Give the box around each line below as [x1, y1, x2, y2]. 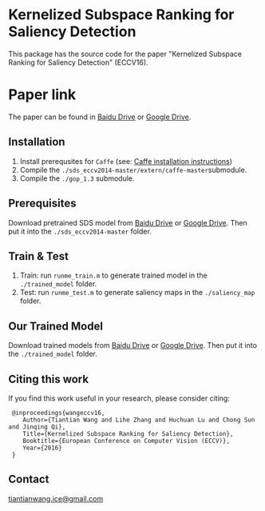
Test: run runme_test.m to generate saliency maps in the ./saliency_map [19, 288, 255, 297]
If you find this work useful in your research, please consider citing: [8, 393, 230, 403]
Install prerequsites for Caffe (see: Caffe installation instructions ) [19, 156, 233, 166]
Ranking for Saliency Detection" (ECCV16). [8, 58, 149, 67]
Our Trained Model [8, 319, 104, 333]
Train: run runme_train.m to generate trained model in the [19, 270, 208, 281]
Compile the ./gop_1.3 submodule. [19, 174, 135, 183]
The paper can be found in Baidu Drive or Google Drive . [8, 112, 192, 122]
